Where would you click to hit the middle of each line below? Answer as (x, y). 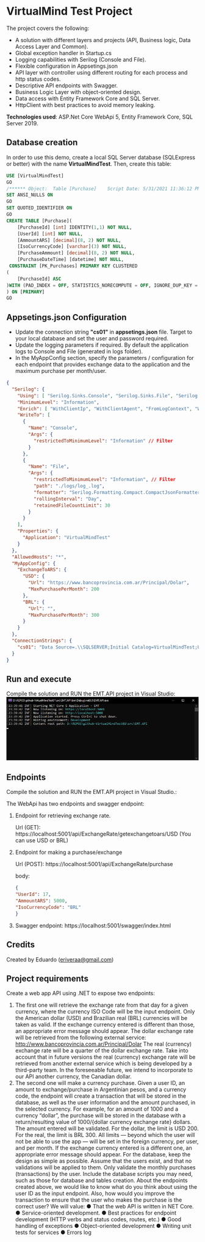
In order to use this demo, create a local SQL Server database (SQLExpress (101, 157)
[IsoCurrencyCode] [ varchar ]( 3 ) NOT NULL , (72, 247)
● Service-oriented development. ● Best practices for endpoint (96, 1213)
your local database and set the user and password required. (92, 339)
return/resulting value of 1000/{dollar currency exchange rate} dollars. (103, 1122)
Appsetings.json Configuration (67, 317)
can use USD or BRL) (42, 840)
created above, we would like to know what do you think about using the (106, 1187)
